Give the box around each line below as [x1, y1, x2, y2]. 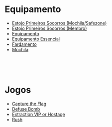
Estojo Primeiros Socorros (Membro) [11, 25, 87, 31]
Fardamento [11, 41, 37, 47]
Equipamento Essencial [11, 36, 60, 42]
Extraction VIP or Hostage [11, 111, 65, 117]
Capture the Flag [11, 101, 47, 107]
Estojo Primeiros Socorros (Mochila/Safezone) [11, 20, 107, 26]
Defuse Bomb [11, 106, 40, 112]
